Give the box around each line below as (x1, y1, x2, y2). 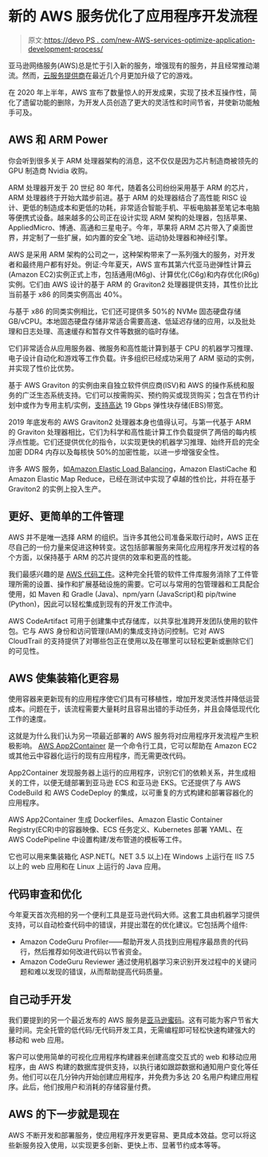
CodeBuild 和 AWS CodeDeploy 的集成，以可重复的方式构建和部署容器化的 (8, 788, 254, 798)
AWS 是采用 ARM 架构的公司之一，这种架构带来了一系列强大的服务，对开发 (8, 249, 255, 259)
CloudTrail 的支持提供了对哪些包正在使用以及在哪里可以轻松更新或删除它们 (8, 636, 254, 646)
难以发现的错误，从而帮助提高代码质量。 (33, 967, 167, 977)
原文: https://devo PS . (27, 35, 100, 45)
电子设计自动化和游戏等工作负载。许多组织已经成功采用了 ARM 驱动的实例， (8, 353, 259, 363)
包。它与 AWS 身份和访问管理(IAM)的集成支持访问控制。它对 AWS (8, 626, 225, 635)
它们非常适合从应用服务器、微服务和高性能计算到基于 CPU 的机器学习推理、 (8, 343, 258, 353)
